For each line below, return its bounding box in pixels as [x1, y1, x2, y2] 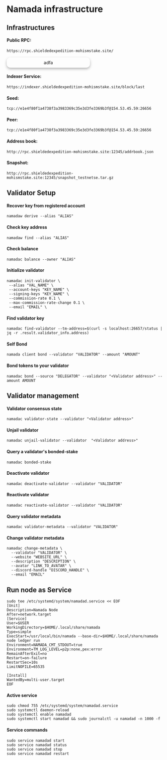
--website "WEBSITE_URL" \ [11, 555, 67, 560]
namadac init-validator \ [6, 278, 60, 283]
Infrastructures [6, 23, 55, 32]
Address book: [6, 138, 38, 144]
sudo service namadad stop [6, 747, 63, 752]
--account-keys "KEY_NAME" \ [8, 287, 70, 292]
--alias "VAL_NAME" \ [8, 283, 54, 288]
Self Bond [6, 341, 27, 347]
